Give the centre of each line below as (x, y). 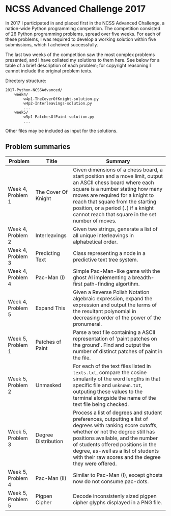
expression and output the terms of (115, 305)
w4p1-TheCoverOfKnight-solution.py (61, 99)
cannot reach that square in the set (115, 214)
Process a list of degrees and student (118, 412)
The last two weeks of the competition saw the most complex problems (80, 55)
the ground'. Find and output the (111, 345)
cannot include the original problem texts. (49, 71)
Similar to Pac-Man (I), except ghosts (118, 475)
